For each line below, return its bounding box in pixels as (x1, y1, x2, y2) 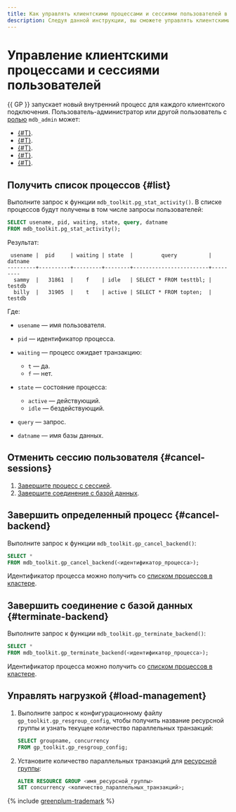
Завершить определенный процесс (7, 509, 173, 521)
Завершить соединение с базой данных (7, 600, 193, 611)
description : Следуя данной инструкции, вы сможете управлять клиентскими (7, 17, 231, 24)
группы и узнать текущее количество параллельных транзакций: (17, 723, 214, 732)
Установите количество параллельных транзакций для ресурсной (17, 756, 217, 765)
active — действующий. (27, 397, 100, 405)
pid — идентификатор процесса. (17, 335, 116, 343)
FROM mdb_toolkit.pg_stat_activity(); (7, 226, 121, 233)
